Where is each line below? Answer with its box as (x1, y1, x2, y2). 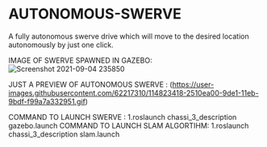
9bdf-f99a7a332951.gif (8, 96, 86, 106)
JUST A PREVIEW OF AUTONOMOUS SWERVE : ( (8, 80, 173, 89)
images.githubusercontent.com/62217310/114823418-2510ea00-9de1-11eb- (8, 88, 260, 97)
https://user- (172, 80, 215, 89)
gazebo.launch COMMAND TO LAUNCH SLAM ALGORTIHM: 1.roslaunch (8, 120, 249, 130)
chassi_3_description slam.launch (8, 129, 120, 139)
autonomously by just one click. (8, 39, 115, 49)
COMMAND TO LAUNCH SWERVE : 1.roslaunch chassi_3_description (8, 112, 237, 121)
